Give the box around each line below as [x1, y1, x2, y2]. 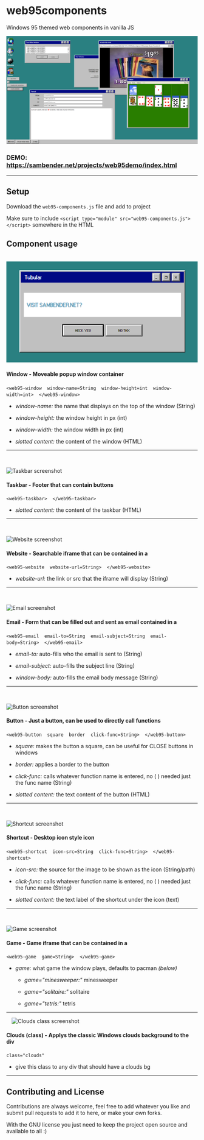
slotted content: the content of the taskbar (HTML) [15, 506, 141, 514]
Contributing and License [6, 1086, 104, 1097]
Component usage [6, 238, 78, 249]
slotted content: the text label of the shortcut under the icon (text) [15, 896, 180, 903]
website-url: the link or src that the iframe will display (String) [15, 575, 169, 582]
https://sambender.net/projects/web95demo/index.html [6, 161, 177, 169]
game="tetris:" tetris [24, 1000, 76, 1007]
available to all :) [6, 1128, 47, 1135]
